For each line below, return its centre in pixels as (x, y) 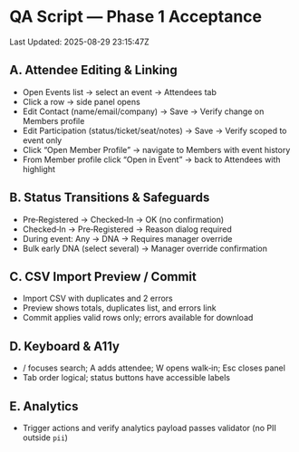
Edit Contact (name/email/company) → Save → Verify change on (143, 111)
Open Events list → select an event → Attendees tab (120, 91)
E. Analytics (44, 406)
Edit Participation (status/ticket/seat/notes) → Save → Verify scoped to (154, 130)
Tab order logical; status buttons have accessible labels (126, 378)
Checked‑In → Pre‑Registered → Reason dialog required (127, 229)
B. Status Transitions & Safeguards (110, 198)
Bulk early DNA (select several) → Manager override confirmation (145, 248)
